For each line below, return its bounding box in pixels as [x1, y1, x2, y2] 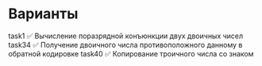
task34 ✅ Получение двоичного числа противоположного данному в [8, 40, 243, 49]
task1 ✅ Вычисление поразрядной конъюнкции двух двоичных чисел [8, 31, 244, 41]
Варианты [8, 5, 79, 23]
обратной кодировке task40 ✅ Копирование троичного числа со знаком [8, 49, 254, 58]
